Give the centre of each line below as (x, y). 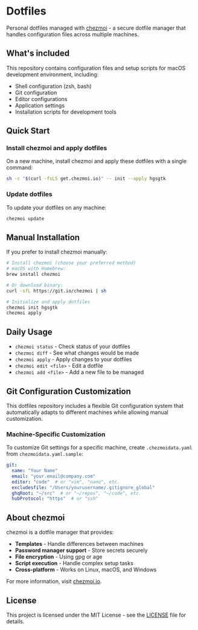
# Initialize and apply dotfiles (48, 302)
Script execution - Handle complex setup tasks (74, 563)
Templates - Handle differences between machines (79, 544)
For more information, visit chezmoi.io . (54, 582)
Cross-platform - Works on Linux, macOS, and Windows (86, 569)
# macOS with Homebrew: (36, 269)
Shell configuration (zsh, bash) (53, 86)
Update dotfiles (29, 194)
